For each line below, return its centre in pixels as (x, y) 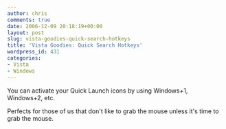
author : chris (27, 13)
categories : (24, 58)
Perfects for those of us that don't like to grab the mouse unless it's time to (113, 111)
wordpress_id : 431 (33, 52)
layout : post (26, 33)
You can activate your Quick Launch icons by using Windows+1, (98, 91)
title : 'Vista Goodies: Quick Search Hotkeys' (75, 45)
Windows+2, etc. (31, 97)
